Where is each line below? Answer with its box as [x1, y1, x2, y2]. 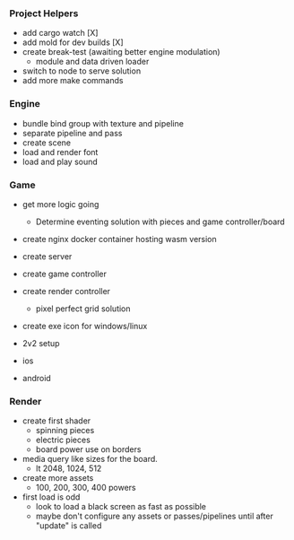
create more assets [22, 473, 94, 483]
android [22, 372, 51, 383]
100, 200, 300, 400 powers [35, 483, 136, 493]
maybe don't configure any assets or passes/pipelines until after [35, 510, 273, 522]
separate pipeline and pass [22, 127, 123, 138]
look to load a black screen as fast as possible [35, 501, 207, 512]
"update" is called [35, 520, 102, 531]
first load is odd [22, 492, 81, 502]
